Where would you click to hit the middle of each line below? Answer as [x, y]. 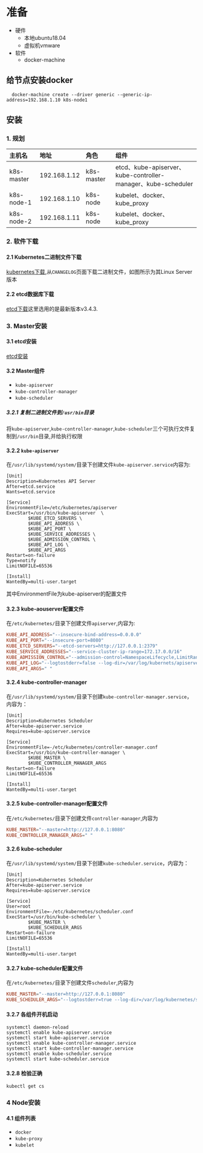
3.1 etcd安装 [21, 342]
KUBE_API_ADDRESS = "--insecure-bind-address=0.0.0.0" [74, 635]
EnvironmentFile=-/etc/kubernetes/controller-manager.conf [82, 747]
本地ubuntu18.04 [45, 37]
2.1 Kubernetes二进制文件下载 [44, 257]
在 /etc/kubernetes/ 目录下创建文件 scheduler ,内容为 [70, 982]
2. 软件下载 [22, 241]
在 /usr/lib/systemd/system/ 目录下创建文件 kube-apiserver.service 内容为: [98, 465]
